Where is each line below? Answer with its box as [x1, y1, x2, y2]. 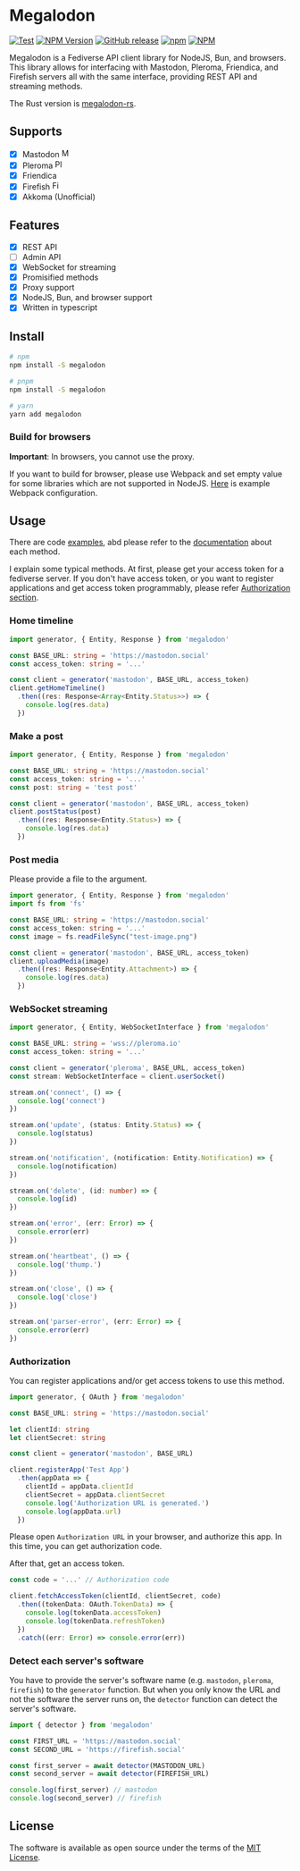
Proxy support [21, 282, 75, 293]
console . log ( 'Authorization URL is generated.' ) [25, 1498, 210, 1507]
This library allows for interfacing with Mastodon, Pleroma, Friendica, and [9, 62, 279, 72]
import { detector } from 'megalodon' [9, 1720, 154, 1730]
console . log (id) [17, 1194, 78, 1203]
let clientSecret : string [9, 1433, 105, 1442]
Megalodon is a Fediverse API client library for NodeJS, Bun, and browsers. [9, 52, 287, 63]
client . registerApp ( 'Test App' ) [9, 1465, 129, 1475]
